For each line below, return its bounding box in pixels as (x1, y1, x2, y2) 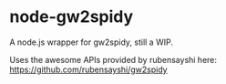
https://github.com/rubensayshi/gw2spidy (9, 64, 168, 75)
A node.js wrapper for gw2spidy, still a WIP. (9, 37, 173, 47)
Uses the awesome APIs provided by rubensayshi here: (9, 54, 217, 65)
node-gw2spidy (9, 6, 134, 27)
